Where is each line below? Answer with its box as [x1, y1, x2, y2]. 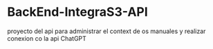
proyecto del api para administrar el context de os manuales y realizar [7, 27, 206, 35]
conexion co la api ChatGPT [7, 34, 86, 42]
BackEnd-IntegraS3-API [7, 4, 149, 20]
